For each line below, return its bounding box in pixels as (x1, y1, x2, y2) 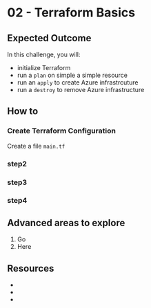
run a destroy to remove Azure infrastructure (17, 86, 145, 93)
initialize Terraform (17, 64, 71, 71)
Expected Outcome (7, 32, 92, 44)
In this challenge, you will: (7, 50, 81, 58)
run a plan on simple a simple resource (17, 71, 128, 79)
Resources (7, 263, 54, 274)
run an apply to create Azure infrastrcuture (17, 78, 139, 87)
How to (7, 105, 39, 118)
